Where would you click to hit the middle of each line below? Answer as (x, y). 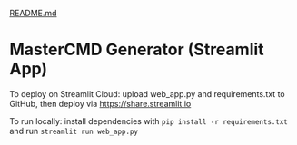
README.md (33, 13)
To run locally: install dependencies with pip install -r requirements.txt (148, 121)
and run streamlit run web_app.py (74, 130)
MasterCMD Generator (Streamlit (137, 50)
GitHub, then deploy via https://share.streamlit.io (100, 103)
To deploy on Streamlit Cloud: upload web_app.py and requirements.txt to (147, 93)
